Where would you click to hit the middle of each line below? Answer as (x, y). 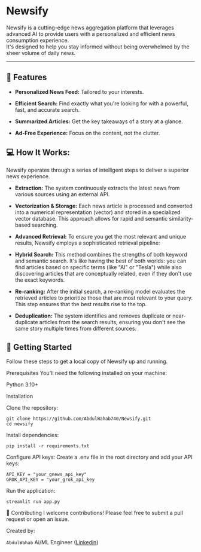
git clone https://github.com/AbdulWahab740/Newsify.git (79, 419)
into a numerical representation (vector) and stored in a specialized (98, 212)
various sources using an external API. (62, 194)
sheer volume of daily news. (41, 53)
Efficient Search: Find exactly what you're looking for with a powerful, (101, 103)
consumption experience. (38, 40)
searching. (45, 225)
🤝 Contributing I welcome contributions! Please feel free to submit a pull (95, 513)
